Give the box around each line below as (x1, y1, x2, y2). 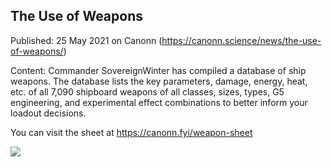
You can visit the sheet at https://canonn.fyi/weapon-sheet (10, 126, 253, 138)
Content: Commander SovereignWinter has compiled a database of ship (10, 64, 307, 76)
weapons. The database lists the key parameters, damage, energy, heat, (10, 75, 308, 87)
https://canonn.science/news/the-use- (161, 34, 322, 46)
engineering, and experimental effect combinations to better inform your (10, 96, 308, 108)
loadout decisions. (10, 107, 87, 119)
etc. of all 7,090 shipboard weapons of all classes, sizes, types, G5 (10, 85, 285, 98)
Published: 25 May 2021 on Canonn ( (10, 34, 163, 46)
